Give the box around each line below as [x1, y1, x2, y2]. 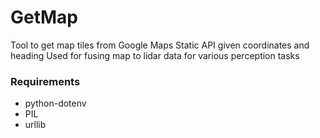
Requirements [10, 74, 81, 88]
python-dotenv [24, 97, 87, 110]
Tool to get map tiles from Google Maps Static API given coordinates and [10, 39, 310, 51]
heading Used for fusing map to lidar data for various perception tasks [10, 49, 300, 61]
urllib [24, 119, 47, 131]
